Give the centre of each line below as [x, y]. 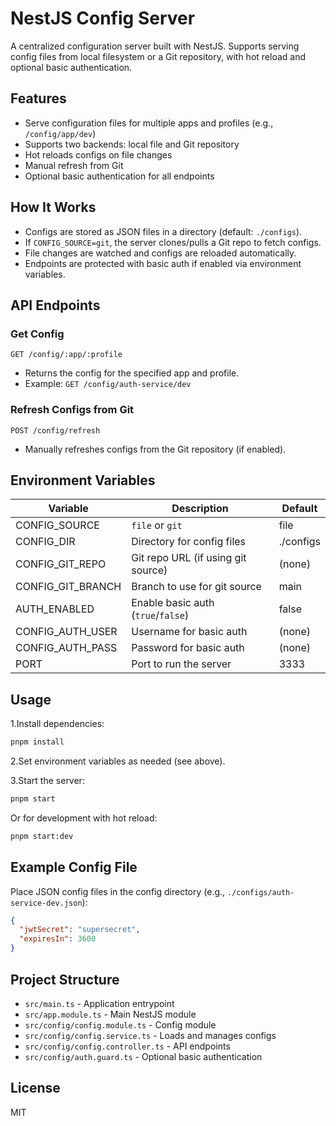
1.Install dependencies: [57, 724]
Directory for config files [189, 542]
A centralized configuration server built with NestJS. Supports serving [155, 46]
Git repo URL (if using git [189, 558]
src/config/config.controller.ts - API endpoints [127, 1046]
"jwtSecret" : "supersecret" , [80, 930]
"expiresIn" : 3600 [58, 939]
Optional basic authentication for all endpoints [119, 176]
